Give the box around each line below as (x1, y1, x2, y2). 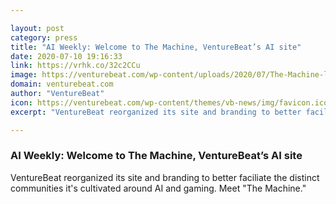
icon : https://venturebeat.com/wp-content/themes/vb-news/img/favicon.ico (10, 97, 329, 108)
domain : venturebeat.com (10, 79, 114, 90)
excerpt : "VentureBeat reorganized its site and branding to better (10, 107, 302, 117)
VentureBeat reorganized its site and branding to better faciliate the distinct (10, 171, 320, 183)
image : (10, 70, 38, 80)
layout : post (10, 23, 65, 33)
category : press (10, 32, 78, 43)
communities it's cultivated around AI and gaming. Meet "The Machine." (10, 182, 307, 194)
